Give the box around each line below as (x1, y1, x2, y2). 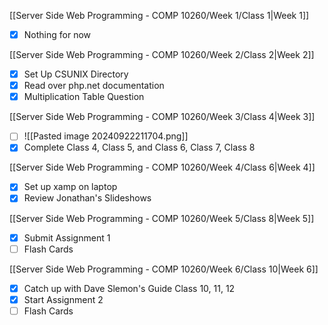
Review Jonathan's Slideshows (23, 192, 152, 204)
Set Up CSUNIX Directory (23, 68, 129, 80)
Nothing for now (23, 29, 92, 40)
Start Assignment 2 (23, 293, 104, 305)
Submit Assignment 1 (23, 231, 111, 244)
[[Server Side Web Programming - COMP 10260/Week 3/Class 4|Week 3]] (9, 111, 316, 123)
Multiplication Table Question (23, 91, 145, 103)
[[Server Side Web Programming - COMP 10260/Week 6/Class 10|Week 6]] (9, 263, 319, 275)
